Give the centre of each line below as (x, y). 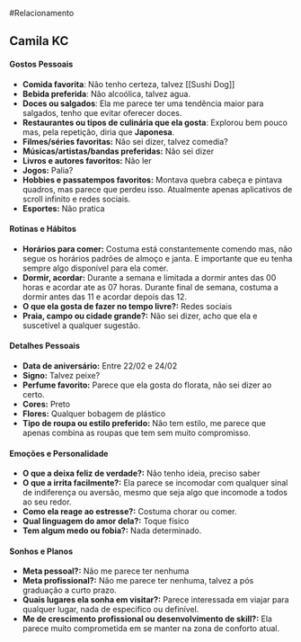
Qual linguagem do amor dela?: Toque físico (106, 522)
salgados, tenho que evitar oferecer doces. (102, 112)
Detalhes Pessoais (45, 346)
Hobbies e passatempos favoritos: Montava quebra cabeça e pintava (152, 180)
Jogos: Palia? (48, 170)
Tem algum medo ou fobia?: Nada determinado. (112, 531)
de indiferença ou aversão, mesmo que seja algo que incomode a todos (155, 493)
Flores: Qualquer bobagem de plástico (94, 414)
